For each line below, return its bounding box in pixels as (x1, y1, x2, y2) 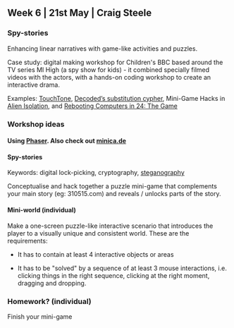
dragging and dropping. (17, 279, 87, 287)
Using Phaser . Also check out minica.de (7, 137, 127, 145)
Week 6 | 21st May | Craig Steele (7, 7, 152, 19)
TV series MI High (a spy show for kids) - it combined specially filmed (7, 65, 210, 74)
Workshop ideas (7, 119, 65, 129)
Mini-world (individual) (7, 206, 76, 214)
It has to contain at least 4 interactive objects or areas (17, 250, 174, 258)
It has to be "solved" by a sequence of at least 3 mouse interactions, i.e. (17, 264, 227, 272)
